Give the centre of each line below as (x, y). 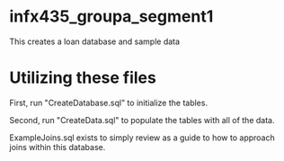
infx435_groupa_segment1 (111, 17)
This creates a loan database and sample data (95, 41)
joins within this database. (58, 147)
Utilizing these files (83, 78)
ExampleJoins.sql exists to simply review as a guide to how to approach (142, 138)
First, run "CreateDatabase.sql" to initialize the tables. (109, 103)
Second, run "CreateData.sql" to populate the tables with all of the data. (142, 120)
